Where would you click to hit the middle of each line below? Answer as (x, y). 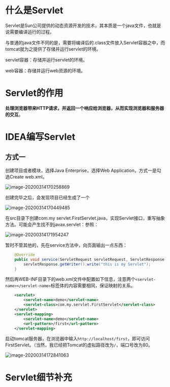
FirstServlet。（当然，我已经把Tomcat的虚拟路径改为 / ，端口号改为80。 (79, 345)
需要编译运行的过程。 (32, 32)
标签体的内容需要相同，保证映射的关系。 (93, 286)
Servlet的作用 (34, 93)
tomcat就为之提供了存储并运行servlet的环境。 (53, 49)
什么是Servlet (34, 10)
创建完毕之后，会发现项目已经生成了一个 (47, 197)
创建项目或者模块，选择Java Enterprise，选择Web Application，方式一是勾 (83, 170)
